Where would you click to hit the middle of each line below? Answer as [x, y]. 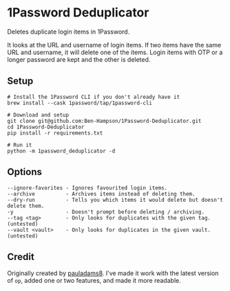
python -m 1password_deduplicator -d [61, 151]
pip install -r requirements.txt [55, 133]
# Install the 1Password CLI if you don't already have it [94, 97]
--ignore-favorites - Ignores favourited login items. [87, 188]
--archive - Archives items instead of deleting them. [101, 194]
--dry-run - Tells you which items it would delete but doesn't [115, 200]
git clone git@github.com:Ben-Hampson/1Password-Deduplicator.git [104, 121]
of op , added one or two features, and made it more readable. [94, 281]
